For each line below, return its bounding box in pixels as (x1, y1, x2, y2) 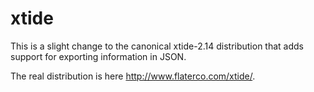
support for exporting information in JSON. (10, 50, 187, 62)
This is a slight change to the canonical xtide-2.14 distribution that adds (10, 40, 304, 52)
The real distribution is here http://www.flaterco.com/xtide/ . (10, 70, 256, 82)
